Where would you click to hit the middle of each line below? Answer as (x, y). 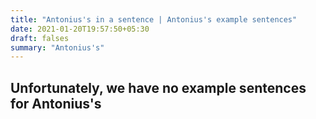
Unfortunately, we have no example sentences (158, 87)
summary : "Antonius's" (57, 47)
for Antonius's (56, 103)
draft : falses (40, 38)
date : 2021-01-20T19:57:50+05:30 (80, 29)
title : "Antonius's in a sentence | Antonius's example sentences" (154, 19)
